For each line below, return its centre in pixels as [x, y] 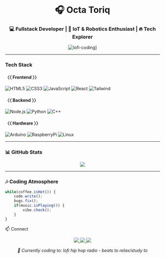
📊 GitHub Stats [24, 152]
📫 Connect [17, 229]
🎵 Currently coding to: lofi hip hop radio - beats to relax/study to [82, 250]
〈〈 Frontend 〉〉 [22, 77]
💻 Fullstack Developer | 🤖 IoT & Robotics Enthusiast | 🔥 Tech [82, 29]
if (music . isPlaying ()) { [39, 206]
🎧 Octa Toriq [82, 10]
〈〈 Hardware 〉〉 [23, 123]
